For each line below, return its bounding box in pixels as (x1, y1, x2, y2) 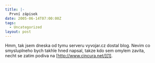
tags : (5, 20, 16, 25)
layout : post (5, 29, 31, 34)
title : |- (5, 7, 25, 12)
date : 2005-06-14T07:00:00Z (5, 16, 62, 21)
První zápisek (9, 12, 38, 16)
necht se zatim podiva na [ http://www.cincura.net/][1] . (5, 53, 113, 58)
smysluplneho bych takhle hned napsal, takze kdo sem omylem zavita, (5, 48, 145, 53)
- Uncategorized (9, 25, 42, 30)
